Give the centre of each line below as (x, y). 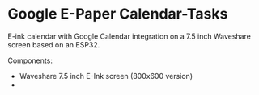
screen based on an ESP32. (54, 44)
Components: (30, 60)
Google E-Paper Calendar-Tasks (118, 14)
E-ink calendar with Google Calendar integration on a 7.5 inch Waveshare (129, 36)
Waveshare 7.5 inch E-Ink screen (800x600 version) (106, 76)
